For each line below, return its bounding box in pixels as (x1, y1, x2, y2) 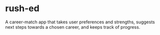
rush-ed (5, 3, 40, 14)
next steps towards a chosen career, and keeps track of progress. (5, 24, 141, 30)
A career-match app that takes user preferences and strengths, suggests (5, 19, 156, 25)
